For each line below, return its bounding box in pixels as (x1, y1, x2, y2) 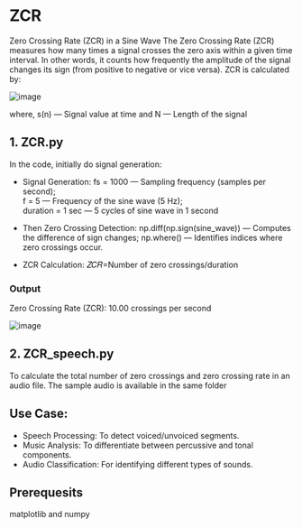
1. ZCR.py (9, 134, 64, 150)
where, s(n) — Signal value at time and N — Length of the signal (9, 108, 248, 119)
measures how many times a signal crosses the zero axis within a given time (9, 44, 293, 55)
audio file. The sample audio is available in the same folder (9, 380, 227, 391)
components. (22, 449, 72, 460)
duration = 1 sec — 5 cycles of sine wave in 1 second (22, 205, 219, 216)
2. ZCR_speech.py (9, 347, 114, 362)
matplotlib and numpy (9, 509, 90, 520)
